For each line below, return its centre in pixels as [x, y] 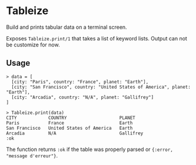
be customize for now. [33, 45]
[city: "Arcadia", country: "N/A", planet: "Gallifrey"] [83, 97]
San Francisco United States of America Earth [69, 128]
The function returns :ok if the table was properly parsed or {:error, [90, 149]
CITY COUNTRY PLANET [71, 118]
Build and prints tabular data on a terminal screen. [67, 27]
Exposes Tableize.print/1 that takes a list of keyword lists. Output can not [97, 38]
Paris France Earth [69, 123]
